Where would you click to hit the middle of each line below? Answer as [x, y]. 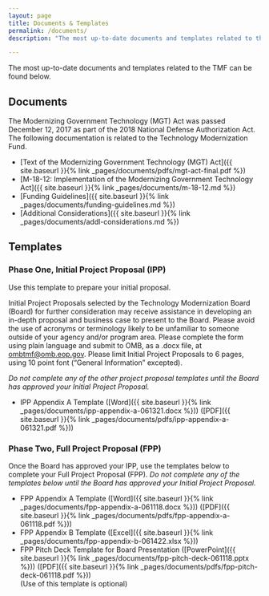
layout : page [30, 16]
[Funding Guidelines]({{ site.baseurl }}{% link [94, 197]
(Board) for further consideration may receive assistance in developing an [130, 311]
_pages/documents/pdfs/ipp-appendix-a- [161, 419]
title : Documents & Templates [59, 23]
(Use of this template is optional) [74, 584]
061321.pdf [38, 428]
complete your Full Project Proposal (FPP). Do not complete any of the [124, 475]
